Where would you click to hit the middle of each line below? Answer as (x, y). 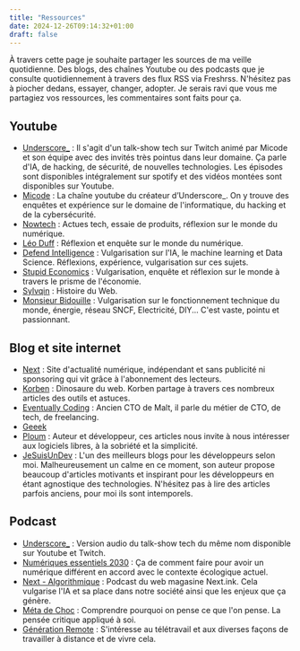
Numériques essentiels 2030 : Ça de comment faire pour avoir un (143, 562)
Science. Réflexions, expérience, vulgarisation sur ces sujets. (135, 262)
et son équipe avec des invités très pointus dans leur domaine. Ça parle (154, 157)
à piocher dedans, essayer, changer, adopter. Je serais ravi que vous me (143, 88)
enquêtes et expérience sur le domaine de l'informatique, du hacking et (154, 205)
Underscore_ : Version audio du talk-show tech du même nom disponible (156, 543)
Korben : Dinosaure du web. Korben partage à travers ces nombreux (148, 388)
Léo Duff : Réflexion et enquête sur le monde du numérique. (133, 243)
